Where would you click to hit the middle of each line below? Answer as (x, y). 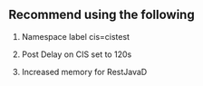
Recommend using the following (102, 15)
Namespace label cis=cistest (76, 36)
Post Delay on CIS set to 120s (77, 54)
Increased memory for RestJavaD (84, 72)
